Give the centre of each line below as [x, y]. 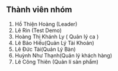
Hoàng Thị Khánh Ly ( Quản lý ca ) [57, 36]
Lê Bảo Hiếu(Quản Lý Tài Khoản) [54, 43]
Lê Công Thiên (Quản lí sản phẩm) [57, 62]
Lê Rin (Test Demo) [38, 30]
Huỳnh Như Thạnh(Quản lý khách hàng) [63, 55]
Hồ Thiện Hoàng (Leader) [46, 24]
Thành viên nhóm [39, 10]
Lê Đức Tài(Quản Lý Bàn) [45, 49]
